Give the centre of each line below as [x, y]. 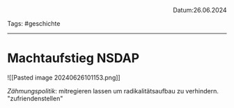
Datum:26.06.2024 [200, 10]
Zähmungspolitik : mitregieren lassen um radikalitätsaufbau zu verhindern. [113, 91]
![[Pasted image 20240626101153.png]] [64, 77]
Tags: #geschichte [34, 23]
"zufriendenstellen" [35, 98]
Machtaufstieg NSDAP [73, 58]
